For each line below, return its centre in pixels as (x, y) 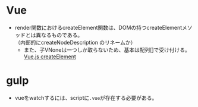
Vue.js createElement (50, 56)
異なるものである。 (59, 35)
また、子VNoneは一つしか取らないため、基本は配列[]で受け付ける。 (107, 50)
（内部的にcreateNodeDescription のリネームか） (75, 42)
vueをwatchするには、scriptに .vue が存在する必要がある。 (86, 97)
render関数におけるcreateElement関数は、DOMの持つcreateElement (98, 27)
